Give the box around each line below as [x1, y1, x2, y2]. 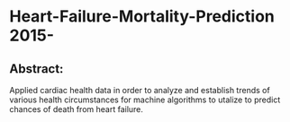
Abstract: [9, 61, 64, 76]
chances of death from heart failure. [9, 104, 144, 114]
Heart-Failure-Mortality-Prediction [9, 6, 275, 27]
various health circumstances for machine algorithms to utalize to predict [9, 94, 281, 105]
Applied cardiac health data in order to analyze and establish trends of [9, 85, 270, 95]
